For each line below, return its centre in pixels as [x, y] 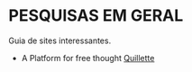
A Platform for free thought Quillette [88, 58]
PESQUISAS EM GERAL [96, 16]
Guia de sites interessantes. [60, 40]
